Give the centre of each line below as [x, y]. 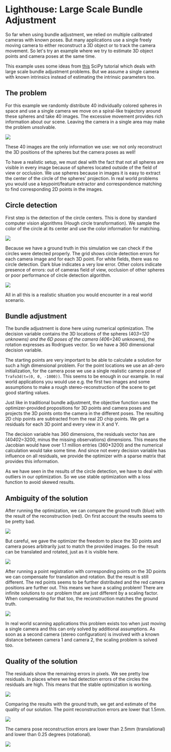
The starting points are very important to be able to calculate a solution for [83, 360]
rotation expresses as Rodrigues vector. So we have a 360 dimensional [80, 345]
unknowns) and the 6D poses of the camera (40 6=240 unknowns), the [80, 339]
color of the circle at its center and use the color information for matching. [83, 228]
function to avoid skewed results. [40, 482]
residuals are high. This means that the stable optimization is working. [79, 684]
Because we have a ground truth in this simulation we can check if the [79, 248]
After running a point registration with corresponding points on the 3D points [86, 571]
